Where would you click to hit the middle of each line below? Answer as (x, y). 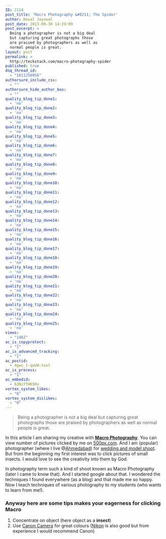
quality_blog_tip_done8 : (31, 164)
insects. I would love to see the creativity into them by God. (67, 459)
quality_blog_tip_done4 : (31, 127)
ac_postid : (17, 361)
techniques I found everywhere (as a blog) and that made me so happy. (79, 480)
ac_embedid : (18, 379)
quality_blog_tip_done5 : (31, 136)
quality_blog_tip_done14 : (32, 220)
